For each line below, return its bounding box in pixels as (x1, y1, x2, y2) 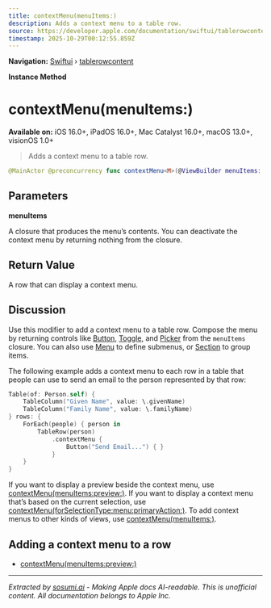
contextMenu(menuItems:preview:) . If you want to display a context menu (8, 488, 254, 498)
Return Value (8, 258, 75, 272)
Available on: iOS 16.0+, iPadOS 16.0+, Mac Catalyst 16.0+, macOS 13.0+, (8, 127, 253, 137)
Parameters (8, 189, 69, 203)
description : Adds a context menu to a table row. (8, 19, 182, 27)
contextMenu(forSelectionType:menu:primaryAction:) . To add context (8, 505, 240, 515)
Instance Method (8, 72, 67, 82)
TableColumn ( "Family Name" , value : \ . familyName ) (23, 405, 194, 413)
